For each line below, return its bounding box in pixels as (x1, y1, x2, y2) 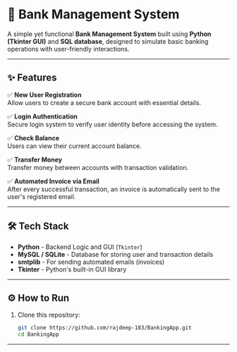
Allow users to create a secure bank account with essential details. (7, 98, 202, 107)
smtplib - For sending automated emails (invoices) (17, 257, 165, 266)
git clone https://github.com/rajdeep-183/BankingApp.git (17, 324, 192, 332)
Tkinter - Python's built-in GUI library (17, 265, 127, 274)
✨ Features (7, 72, 57, 84)
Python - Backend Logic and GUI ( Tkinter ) (17, 243, 143, 251)
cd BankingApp (17, 331, 59, 338)
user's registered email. (7, 192, 76, 200)
